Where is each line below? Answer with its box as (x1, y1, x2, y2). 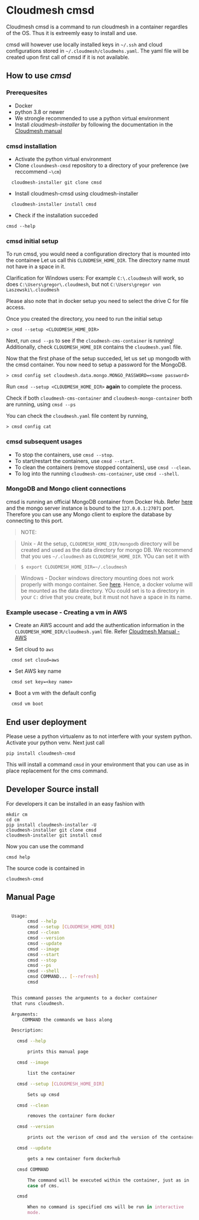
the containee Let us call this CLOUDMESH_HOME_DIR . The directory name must (6, 257, 190, 264)
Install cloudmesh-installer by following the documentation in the (14, 121, 174, 128)
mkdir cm (6, 812, 28, 817)
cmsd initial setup (6, 237, 59, 245)
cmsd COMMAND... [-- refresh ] (27, 973, 99, 980)
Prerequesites (6, 88, 48, 97)
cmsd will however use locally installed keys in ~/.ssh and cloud (6, 41, 163, 48)
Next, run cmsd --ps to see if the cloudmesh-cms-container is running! (6, 337, 174, 344)
